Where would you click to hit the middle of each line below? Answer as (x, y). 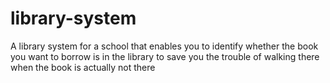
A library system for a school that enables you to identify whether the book (164, 46)
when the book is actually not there (83, 67)
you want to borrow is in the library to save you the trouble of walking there (165, 56)
